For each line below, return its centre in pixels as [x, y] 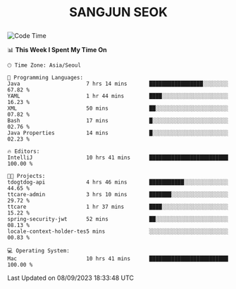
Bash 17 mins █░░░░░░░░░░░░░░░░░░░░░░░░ [118, 121]
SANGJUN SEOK [118, 12]
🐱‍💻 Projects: [26, 176]
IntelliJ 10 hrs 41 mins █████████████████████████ [118, 158]
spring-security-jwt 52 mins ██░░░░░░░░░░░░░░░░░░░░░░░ [118, 219]
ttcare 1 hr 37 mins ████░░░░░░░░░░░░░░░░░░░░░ [118, 207]
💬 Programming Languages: [45, 78]
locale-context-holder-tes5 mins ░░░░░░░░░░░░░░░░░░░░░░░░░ [118, 232]
